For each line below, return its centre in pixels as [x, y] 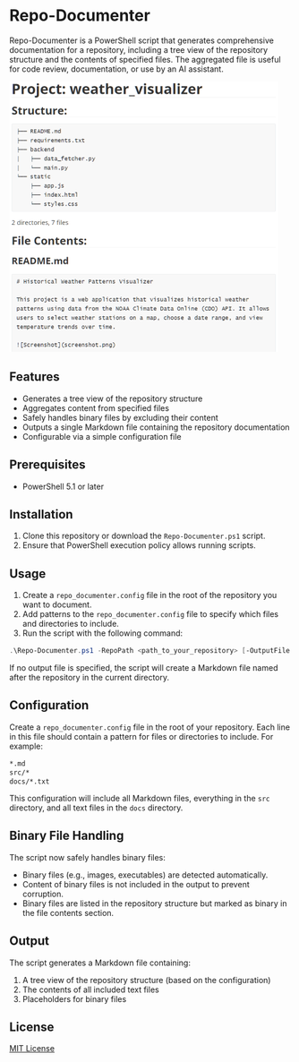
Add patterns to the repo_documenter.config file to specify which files [150, 614]
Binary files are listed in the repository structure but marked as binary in [154, 903]
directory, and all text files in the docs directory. [96, 808]
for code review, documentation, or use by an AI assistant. [116, 69]
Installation [41, 514]
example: [26, 746]
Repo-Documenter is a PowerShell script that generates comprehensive [142, 40]
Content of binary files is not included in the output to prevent [136, 884]
